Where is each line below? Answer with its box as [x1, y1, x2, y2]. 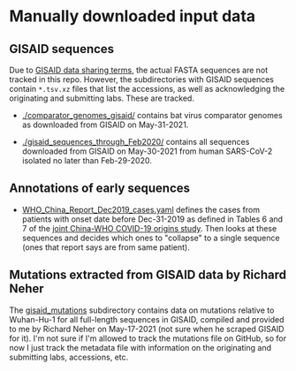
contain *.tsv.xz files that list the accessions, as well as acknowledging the [9, 84, 285, 94]
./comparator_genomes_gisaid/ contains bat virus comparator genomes [21, 110, 283, 120]
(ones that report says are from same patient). [21, 241, 190, 253]
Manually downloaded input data [9, 6, 256, 26]
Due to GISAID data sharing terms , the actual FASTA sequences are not [9, 64, 269, 75]
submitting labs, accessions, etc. [9, 352, 129, 362]
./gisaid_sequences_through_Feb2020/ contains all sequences [21, 137, 250, 147]
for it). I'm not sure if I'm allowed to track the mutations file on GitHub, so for [9, 333, 287, 344]
